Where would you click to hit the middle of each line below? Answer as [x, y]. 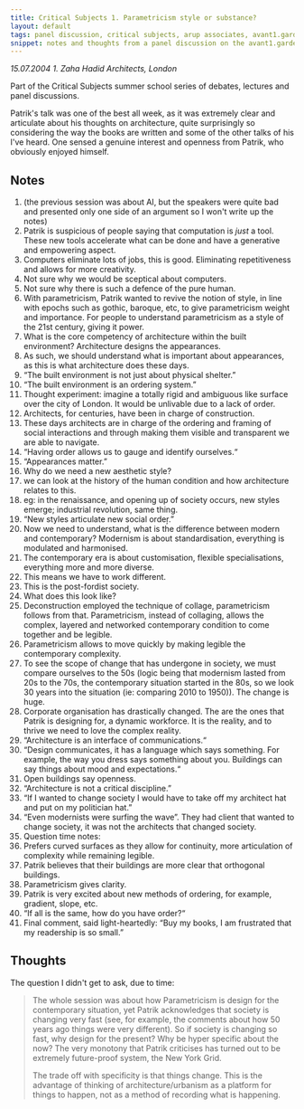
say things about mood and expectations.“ [102, 769]
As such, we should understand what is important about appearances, [154, 356]
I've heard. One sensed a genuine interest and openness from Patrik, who [147, 142]
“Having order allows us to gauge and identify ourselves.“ [130, 452]
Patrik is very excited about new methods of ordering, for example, [147, 894]
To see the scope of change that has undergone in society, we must [149, 664]
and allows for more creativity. [79, 270]
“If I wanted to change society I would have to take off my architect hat [155, 798]
